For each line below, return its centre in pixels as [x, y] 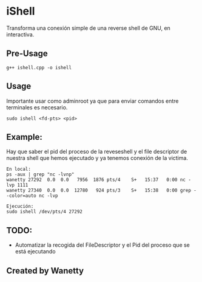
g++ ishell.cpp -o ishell [39, 67]
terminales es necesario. [37, 107]
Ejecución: [20, 207]
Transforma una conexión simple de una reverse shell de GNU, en [89, 28]
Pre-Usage [27, 54]
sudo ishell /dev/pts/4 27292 [45, 212]
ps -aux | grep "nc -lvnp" [40, 174]
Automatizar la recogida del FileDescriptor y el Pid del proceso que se [102, 245]
